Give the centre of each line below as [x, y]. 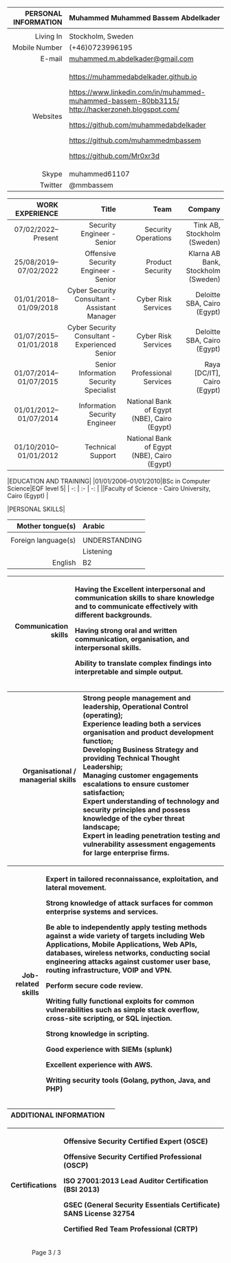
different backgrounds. [113, 615]
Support [103, 455]
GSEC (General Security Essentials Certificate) [142, 1205]
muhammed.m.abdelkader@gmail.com [131, 59]
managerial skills [48, 780]
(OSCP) [76, 1165]
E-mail [51, 59]
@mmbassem [91, 185]
